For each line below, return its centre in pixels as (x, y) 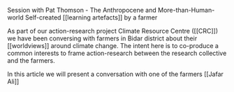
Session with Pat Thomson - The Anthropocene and (82, 10)
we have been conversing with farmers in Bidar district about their (102, 38)
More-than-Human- (187, 10)
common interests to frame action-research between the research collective (117, 53)
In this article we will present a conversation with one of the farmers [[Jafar (115, 74)
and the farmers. (31, 61)
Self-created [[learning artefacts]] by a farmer (91, 17)
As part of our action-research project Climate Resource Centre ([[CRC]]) (113, 31)
